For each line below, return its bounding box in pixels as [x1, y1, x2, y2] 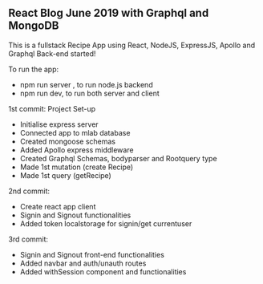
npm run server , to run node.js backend [19, 79, 154, 89]
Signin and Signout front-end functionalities [19, 250, 164, 259]
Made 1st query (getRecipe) [19, 170, 112, 180]
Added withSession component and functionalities [19, 266, 187, 276]
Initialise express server [19, 120, 99, 129]
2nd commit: [8, 186, 51, 196]
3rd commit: [8, 234, 49, 244]
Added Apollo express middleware [19, 144, 134, 155]
